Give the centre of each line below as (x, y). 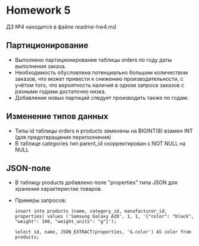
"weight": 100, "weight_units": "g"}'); (66, 222)
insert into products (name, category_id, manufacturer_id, (91, 212)
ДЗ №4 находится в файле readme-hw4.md (61, 27)
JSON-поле (28, 168)
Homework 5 (38, 10)
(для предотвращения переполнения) (63, 137)
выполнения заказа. (41, 66)
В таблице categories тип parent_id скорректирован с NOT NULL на (100, 143)
